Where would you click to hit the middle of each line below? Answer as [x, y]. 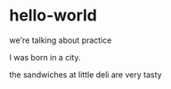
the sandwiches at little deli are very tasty [85, 74]
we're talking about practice [61, 40]
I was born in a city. [45, 57]
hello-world [53, 16]
